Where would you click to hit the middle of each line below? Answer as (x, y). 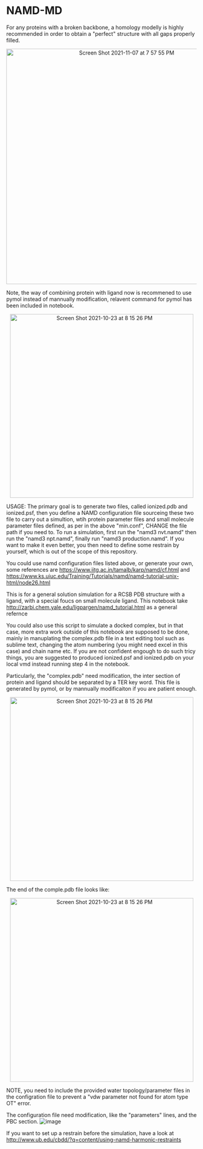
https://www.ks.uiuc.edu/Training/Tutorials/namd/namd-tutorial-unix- (93, 576)
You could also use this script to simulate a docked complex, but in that (95, 625)
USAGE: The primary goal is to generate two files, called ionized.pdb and (97, 506)
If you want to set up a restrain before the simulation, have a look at (90, 1133)
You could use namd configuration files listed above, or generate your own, (100, 563)
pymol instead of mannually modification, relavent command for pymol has (99, 299)
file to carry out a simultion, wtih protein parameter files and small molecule (100, 519)
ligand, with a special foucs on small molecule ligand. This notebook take (97, 600)
